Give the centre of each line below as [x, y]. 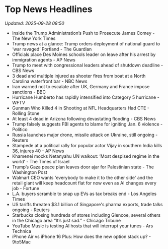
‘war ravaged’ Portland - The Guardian [52, 49]
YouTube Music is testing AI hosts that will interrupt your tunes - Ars [82, 226]
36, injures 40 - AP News [38, 151]
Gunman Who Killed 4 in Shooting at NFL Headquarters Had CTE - [80, 108]
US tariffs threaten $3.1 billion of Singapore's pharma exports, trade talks [87, 204]
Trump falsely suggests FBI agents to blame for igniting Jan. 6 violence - [87, 124]
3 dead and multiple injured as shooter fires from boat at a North [79, 76]
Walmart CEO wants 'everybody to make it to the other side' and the [82, 177]
